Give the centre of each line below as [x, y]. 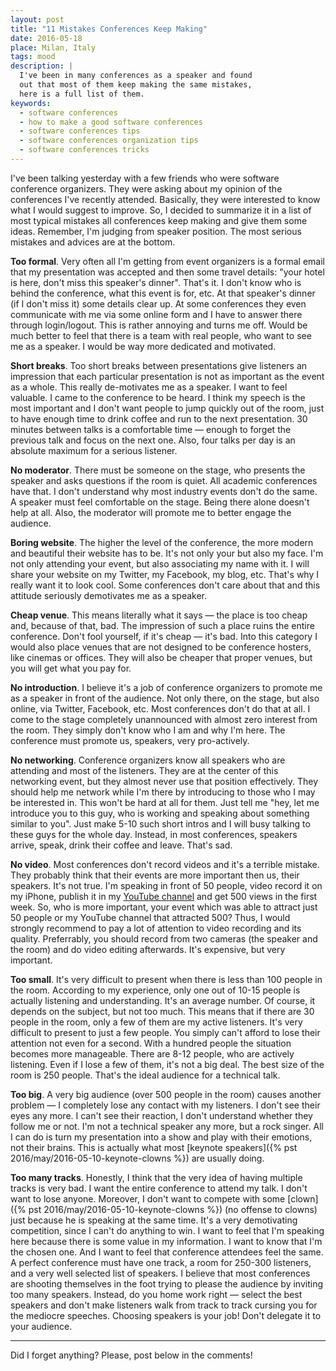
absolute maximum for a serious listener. [94, 450]
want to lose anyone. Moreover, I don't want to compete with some [148, 1198]
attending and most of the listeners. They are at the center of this [144, 770]
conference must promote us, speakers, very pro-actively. [130, 740]
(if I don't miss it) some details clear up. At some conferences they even [158, 303]
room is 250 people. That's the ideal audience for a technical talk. [145, 1075]
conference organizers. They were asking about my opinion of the [146, 188]
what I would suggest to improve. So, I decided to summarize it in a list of [161, 210]
